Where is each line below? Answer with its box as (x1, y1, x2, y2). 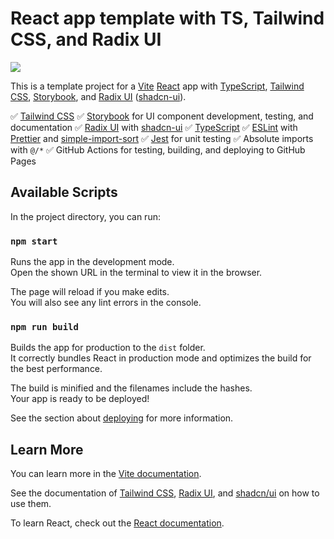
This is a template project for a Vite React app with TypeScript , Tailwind (10, 80, 305, 92)
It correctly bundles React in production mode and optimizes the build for (10, 352, 312, 364)
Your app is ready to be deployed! (10, 393, 150, 405)
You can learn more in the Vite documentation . (10, 468, 202, 480)
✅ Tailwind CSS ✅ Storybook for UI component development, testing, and (10, 110, 314, 122)
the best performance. (10, 363, 103, 375)
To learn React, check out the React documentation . (10, 517, 225, 529)
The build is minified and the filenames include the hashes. (10, 382, 253, 394)
